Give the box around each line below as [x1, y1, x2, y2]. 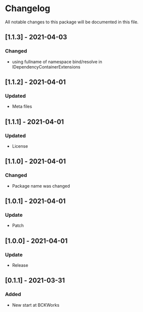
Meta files [12, 104, 32, 109]
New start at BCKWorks [12, 302, 60, 308]
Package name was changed [12, 183, 70, 189]
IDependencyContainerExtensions [12, 64, 81, 69]
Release [12, 262, 28, 268]
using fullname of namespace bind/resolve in [12, 59, 103, 65]
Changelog [5, 3, 50, 14]
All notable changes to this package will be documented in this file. [5, 19, 139, 25]
